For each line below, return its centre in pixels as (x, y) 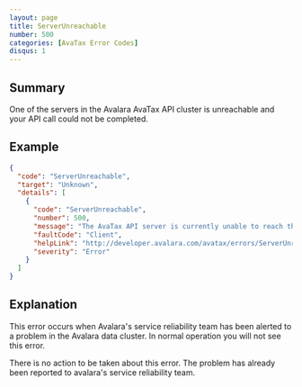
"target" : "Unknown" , (58, 184)
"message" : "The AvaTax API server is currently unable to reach (158, 226)
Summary (37, 88)
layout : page (34, 18)
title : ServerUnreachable (58, 26)
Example (34, 147)
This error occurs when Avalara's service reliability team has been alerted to (151, 326)
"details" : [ (42, 193)
